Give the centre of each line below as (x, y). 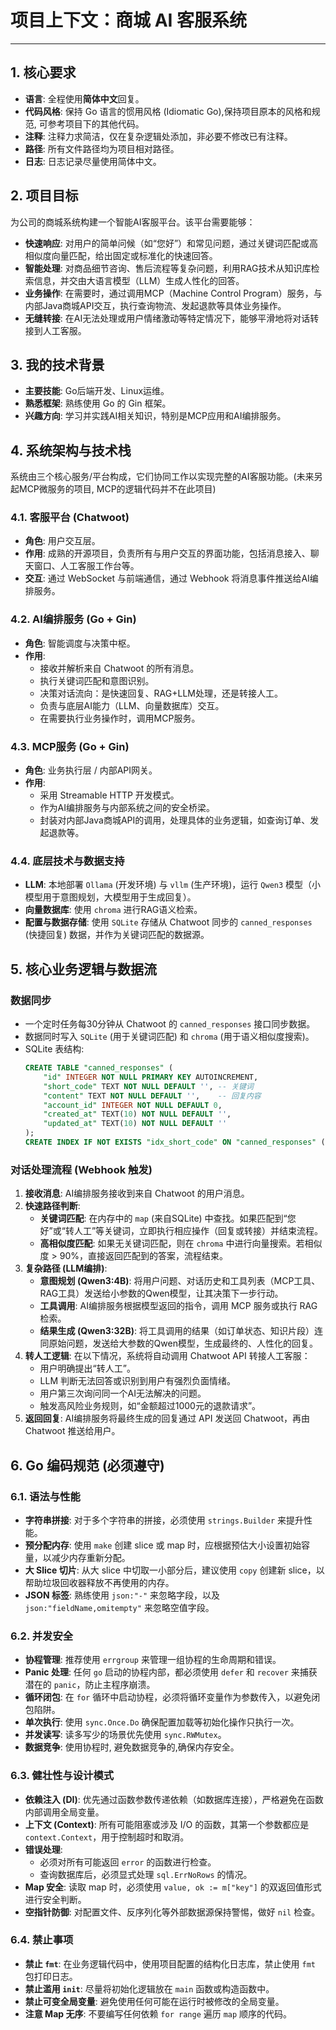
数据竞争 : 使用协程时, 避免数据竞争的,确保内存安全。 (132, 1747)
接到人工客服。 (55, 330)
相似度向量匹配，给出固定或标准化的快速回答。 (121, 255)
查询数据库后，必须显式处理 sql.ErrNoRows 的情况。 (146, 1874)
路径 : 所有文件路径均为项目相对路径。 (102, 148)
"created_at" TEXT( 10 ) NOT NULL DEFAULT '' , (137, 1114)
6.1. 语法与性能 (45, 1496)
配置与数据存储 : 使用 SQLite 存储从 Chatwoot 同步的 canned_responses (168, 922)
